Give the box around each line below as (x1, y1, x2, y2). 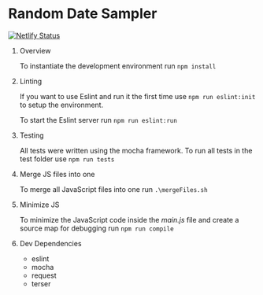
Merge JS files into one (19, 169, 95, 179)
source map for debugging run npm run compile (19, 223, 175, 233)
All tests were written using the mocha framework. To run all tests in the (19, 146, 253, 155)
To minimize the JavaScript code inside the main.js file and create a (19, 215, 239, 224)
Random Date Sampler (8, 5, 157, 23)
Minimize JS (19, 200, 60, 209)
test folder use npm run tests (19, 154, 115, 164)
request (31, 271, 57, 280)
